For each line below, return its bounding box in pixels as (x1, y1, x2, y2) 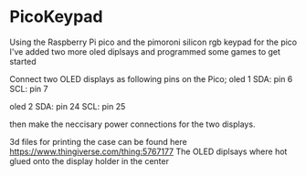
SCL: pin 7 (9, 83, 48, 94)
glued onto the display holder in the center (9, 155, 169, 166)
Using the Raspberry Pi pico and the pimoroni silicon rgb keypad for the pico (9, 36, 298, 47)
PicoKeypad (9, 6, 103, 27)
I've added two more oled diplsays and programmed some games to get (9, 46, 281, 57)
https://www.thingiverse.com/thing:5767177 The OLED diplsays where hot (9, 146, 288, 157)
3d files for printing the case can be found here (9, 136, 187, 147)
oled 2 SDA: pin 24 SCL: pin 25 (9, 100, 126, 111)
